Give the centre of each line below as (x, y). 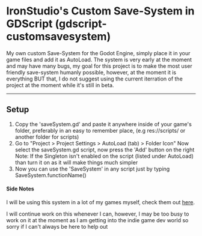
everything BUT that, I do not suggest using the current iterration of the (95, 79)
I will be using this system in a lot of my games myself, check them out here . (101, 202)
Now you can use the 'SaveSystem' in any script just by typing (92, 169)
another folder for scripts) (47, 137)
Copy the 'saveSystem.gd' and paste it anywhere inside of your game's (103, 124)
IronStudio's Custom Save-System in (100, 11)
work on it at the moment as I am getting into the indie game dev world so (97, 220)
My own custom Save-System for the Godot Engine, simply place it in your (98, 53)
